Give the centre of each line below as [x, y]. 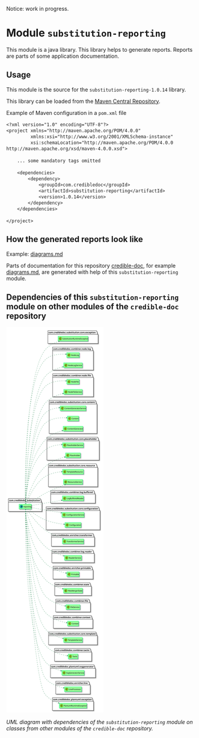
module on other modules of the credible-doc [93, 306]
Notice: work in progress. [38, 9]
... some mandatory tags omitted [59, 161]
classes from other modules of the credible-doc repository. [80, 728]
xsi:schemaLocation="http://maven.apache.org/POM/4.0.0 [102, 143]
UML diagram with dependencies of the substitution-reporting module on [100, 722]
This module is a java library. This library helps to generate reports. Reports [99, 49]
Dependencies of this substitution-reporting [93, 297]
